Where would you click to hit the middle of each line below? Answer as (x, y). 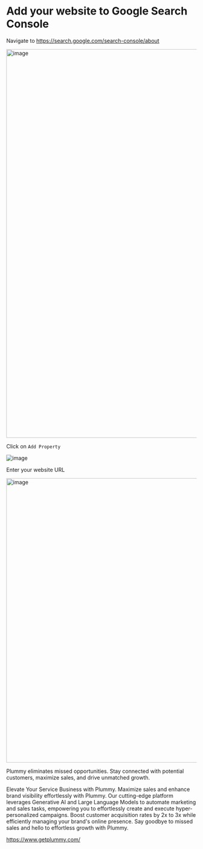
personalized (22, 815)
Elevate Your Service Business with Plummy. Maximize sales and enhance (98, 789)
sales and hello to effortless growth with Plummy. (67, 828)
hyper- (184, 809)
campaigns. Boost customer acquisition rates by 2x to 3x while (118, 815)
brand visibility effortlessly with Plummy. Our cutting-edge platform (90, 795)
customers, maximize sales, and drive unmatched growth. (78, 777)
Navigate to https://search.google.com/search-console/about (83, 40)
